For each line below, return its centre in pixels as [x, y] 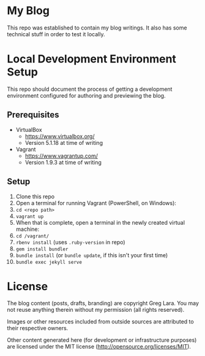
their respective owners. [38, 328]
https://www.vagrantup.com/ [61, 156]
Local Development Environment [92, 59]
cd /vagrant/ [32, 236]
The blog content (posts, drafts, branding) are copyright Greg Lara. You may [103, 303]
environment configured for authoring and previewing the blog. [86, 95]
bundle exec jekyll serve [49, 262]
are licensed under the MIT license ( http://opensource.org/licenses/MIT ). [99, 347]
